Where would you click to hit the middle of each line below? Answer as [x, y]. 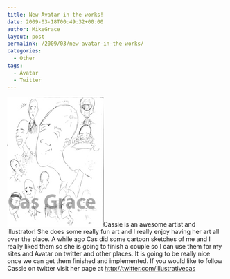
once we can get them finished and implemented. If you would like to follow [115, 261]
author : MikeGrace [34, 29]
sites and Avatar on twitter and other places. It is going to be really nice [109, 253]
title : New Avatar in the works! [55, 15]
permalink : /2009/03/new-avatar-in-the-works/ [76, 44]
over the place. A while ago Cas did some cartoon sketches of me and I [109, 239]
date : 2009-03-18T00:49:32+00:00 [55, 22]
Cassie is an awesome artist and [150, 224]
